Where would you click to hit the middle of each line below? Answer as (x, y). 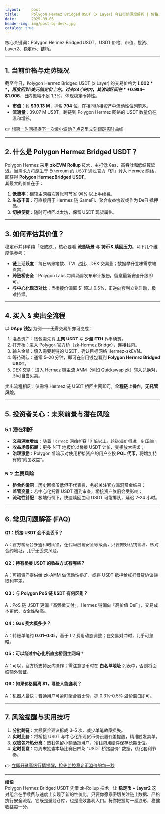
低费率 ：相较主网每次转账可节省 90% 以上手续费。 (63, 194)
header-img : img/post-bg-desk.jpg (41, 23)
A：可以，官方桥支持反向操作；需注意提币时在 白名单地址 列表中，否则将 (79, 665)
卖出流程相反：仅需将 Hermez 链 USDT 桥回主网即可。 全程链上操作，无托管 (82, 386)
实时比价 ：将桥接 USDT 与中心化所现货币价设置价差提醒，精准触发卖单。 (86, 736)
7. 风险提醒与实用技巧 (37, 717)
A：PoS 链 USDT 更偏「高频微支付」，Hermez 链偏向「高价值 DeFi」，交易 (79, 605)
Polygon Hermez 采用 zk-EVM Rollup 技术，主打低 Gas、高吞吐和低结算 (78, 165)
